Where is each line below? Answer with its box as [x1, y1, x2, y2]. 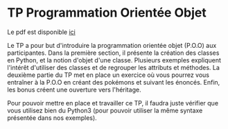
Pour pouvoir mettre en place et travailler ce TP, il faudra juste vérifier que [7, 98, 219, 107]
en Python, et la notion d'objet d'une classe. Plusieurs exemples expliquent [7, 55, 222, 64]
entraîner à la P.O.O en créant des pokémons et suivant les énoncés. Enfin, [7, 78, 220, 86]
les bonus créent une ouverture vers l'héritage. [7, 85, 141, 94]
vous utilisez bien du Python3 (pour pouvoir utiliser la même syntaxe [7, 106, 203, 114]
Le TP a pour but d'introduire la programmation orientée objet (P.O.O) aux [7, 41, 217, 49]
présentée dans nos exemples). [7, 113, 97, 122]
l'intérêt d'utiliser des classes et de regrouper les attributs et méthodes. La [7, 63, 220, 71]
